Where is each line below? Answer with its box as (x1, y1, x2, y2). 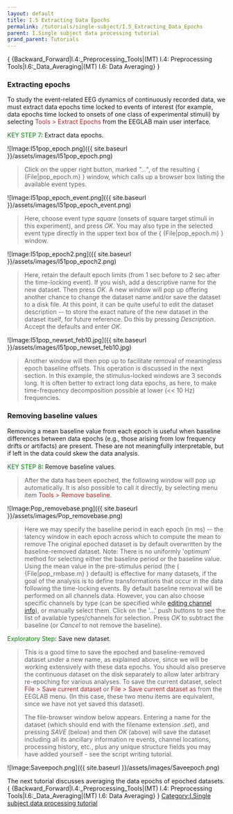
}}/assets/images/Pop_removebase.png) (7, 511, 123, 520)
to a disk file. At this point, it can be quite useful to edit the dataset (24, 300, 214, 309)
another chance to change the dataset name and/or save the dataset (24, 293, 221, 301)
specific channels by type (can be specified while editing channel (24, 599, 212, 607)
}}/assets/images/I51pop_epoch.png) (7, 152, 113, 160)
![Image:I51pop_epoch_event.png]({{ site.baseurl (7, 194, 147, 202)
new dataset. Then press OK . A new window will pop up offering (24, 285, 208, 294)
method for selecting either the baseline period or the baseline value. (24, 554, 222, 563)
